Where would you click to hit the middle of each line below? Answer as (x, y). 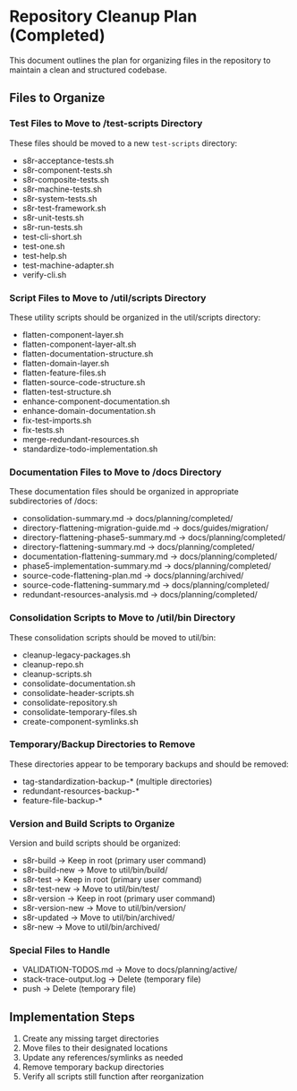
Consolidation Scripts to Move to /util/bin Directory (123, 618)
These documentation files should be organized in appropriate (124, 492)
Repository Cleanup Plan (103, 17)
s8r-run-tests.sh (52, 227)
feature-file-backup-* (62, 800)
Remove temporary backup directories (93, 1067)
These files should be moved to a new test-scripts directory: (123, 143)
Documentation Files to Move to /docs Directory (115, 472)
